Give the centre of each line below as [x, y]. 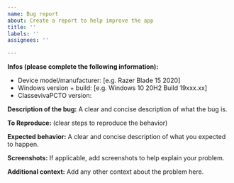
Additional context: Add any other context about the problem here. [106, 172]
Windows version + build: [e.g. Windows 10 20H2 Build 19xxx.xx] [112, 88]
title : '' [22, 27]
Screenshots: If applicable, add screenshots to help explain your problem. [116, 158]
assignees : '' [28, 40]
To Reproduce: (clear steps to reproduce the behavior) [88, 123]
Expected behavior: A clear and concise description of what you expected [117, 137]
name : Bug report [33, 14]
